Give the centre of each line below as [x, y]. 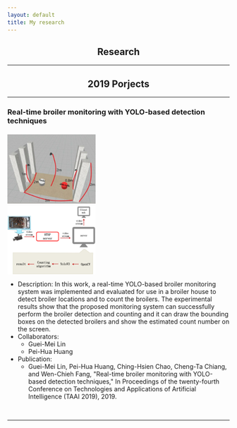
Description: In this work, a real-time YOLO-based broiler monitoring [117, 284]
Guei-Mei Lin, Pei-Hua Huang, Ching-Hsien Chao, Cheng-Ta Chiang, [127, 366]
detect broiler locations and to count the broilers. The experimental [115, 299]
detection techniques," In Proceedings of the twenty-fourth [134, 381]
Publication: [35, 359]
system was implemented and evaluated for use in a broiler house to [117, 291]
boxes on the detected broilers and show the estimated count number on [123, 322]
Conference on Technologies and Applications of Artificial [112, 389]
